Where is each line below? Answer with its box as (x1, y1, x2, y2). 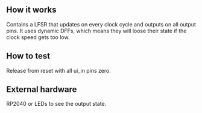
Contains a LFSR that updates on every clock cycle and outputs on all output (6, 20, 196, 28)
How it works (6, 5, 57, 15)
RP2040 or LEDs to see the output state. (6, 100, 107, 108)
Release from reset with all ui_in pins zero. (6, 67, 112, 74)
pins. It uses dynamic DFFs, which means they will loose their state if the (6, 27, 187, 34)
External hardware (6, 84, 77, 95)
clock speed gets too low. (6, 33, 70, 41)
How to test (6, 51, 50, 61)
